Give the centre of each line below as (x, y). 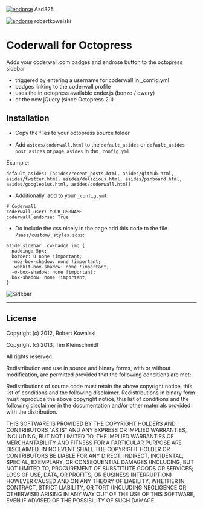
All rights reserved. (30, 356)
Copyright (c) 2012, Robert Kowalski (51, 333)
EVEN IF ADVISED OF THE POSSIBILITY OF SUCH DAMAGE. (81, 500)
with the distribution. (32, 412)
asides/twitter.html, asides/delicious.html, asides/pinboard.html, (94, 179)
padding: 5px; (29, 251)
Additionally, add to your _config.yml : (62, 195)
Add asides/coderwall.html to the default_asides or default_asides (100, 144)
